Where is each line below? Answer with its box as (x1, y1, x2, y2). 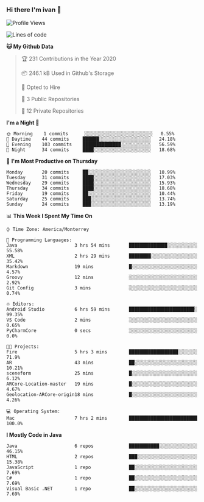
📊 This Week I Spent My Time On (6, 213, 93, 220)
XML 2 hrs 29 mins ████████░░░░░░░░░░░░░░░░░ (6, 253, 198, 260)
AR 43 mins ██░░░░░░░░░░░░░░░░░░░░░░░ (6, 359, 198, 366)
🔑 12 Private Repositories (21, 107, 84, 115)
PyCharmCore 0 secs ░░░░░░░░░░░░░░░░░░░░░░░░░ (6, 328, 198, 334)
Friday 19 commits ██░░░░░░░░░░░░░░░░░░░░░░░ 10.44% (6, 191, 175, 197)
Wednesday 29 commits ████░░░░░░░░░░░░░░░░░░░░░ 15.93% (6, 180, 175, 186)
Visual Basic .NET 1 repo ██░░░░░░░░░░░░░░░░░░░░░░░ (6, 486, 198, 492)
